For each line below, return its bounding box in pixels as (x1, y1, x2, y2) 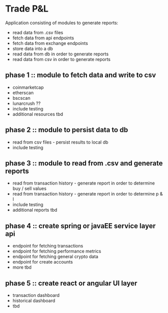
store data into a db (12, 45, 53, 51)
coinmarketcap (12, 84, 44, 90)
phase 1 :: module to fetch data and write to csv (5, 71, 156, 80)
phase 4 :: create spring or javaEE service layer (5, 221, 156, 230)
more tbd (12, 264, 32, 270)
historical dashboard (12, 298, 55, 303)
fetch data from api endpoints (12, 35, 74, 41)
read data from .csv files (12, 29, 63, 35)
